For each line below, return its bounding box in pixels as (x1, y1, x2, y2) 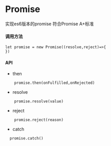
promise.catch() (9, 136, 43, 141)
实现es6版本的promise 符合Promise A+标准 (5, 21, 94, 27)
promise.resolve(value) (14, 99, 64, 104)
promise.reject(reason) (14, 117, 64, 122)
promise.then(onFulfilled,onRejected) (14, 80, 95, 86)
